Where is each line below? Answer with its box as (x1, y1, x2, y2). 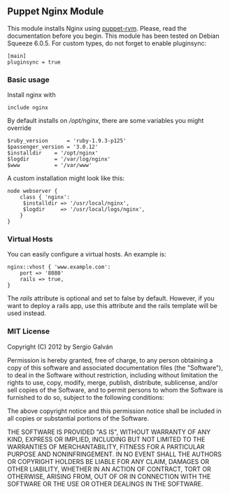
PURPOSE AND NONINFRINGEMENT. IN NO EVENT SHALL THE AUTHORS (7, 450, 222, 458)
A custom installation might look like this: (7, 174, 124, 182)
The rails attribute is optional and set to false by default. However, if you (7, 294, 215, 303)
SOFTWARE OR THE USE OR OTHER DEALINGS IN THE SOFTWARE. (7, 479, 203, 488)
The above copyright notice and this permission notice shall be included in (7, 407, 222, 415)
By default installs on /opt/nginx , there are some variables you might (7, 117, 204, 125)
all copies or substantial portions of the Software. (7, 414, 149, 422)
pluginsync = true (7, 59, 61, 66)
